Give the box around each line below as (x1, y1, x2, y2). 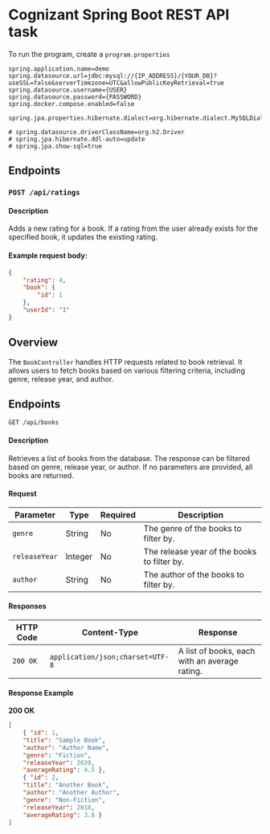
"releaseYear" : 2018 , (22, 803, 95, 812)
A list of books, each (178, 645, 256, 656)
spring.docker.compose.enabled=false (8, 100, 135, 108)
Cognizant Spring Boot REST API (8, 6, 230, 24)
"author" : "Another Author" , (22, 789, 121, 797)
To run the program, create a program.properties (8, 49, 170, 59)
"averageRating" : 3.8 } (22, 811, 103, 819)
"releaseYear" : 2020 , (22, 758, 95, 767)
